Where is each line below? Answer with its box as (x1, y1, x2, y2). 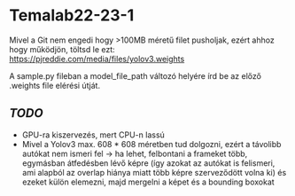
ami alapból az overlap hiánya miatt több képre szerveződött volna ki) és (21, 167, 287, 177)
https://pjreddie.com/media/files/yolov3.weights (9, 53, 185, 64)
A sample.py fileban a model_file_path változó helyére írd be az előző (9, 70, 261, 81)
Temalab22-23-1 (9, 5, 135, 26)
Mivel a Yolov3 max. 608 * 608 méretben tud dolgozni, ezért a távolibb (21, 138, 282, 149)
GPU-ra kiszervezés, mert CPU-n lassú (21, 129, 166, 140)
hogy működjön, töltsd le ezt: (9, 43, 115, 54)
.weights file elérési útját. (9, 80, 100, 90)
